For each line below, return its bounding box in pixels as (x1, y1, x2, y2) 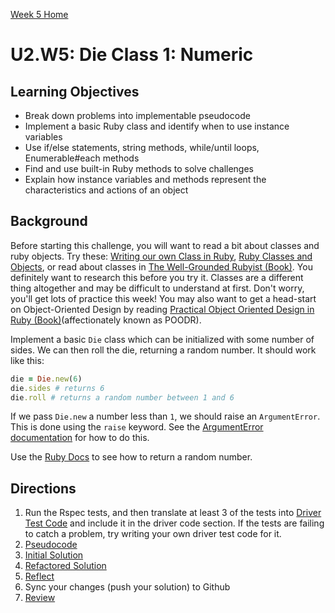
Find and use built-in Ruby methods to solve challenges (24, 163, 254, 174)
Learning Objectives (10, 83, 140, 100)
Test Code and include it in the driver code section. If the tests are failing (24, 517, 325, 529)
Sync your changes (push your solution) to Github (24, 581, 231, 593)
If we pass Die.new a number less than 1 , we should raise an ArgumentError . (10, 410, 321, 423)
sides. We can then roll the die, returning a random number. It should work (10, 344, 317, 356)
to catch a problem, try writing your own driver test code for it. (24, 528, 282, 540)
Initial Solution (24, 549, 84, 561)
